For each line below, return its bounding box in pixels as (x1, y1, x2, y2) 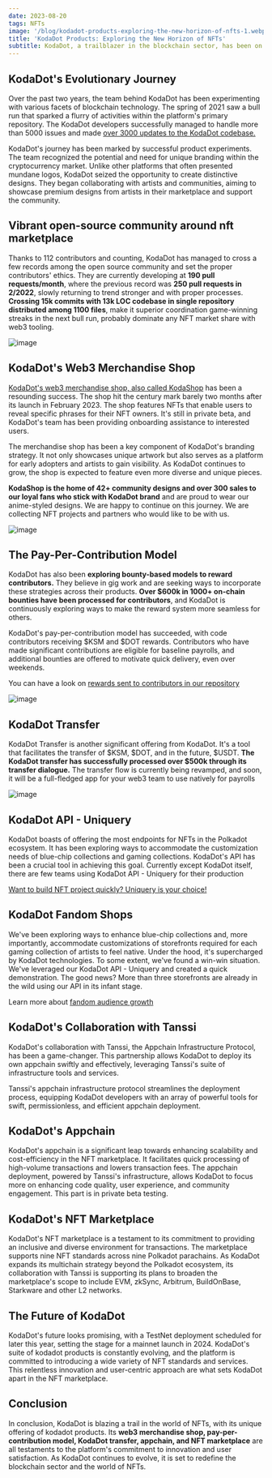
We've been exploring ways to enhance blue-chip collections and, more (8, 929, 249, 939)
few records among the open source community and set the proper (8, 261, 233, 272)
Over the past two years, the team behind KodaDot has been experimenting (8, 93, 261, 103)
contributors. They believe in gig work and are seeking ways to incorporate (8, 578, 261, 588)
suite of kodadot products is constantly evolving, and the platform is (8, 1347, 236, 1358)
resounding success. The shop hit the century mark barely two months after (8, 391, 262, 401)
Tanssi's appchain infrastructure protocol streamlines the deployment (8, 1083, 240, 1093)
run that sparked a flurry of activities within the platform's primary (8, 110, 228, 120)
